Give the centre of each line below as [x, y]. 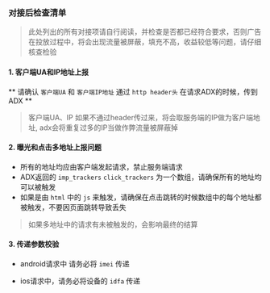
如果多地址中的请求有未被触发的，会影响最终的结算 [113, 224]
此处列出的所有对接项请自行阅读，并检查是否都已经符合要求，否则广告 [145, 32]
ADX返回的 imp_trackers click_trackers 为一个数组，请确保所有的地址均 [141, 177]
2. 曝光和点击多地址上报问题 [55, 148]
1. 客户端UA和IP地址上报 [49, 72]
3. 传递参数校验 [34, 245]
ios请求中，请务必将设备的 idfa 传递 [80, 281]
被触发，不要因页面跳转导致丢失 [73, 207]
